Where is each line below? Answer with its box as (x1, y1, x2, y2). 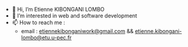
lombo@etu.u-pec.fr (21, 34, 72, 41)
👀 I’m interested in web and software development (11, 12, 137, 19)
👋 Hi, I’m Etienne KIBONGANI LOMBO (11, 6, 105, 13)
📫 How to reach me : (11, 19, 65, 26)
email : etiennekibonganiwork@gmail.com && (21, 28, 134, 34)
